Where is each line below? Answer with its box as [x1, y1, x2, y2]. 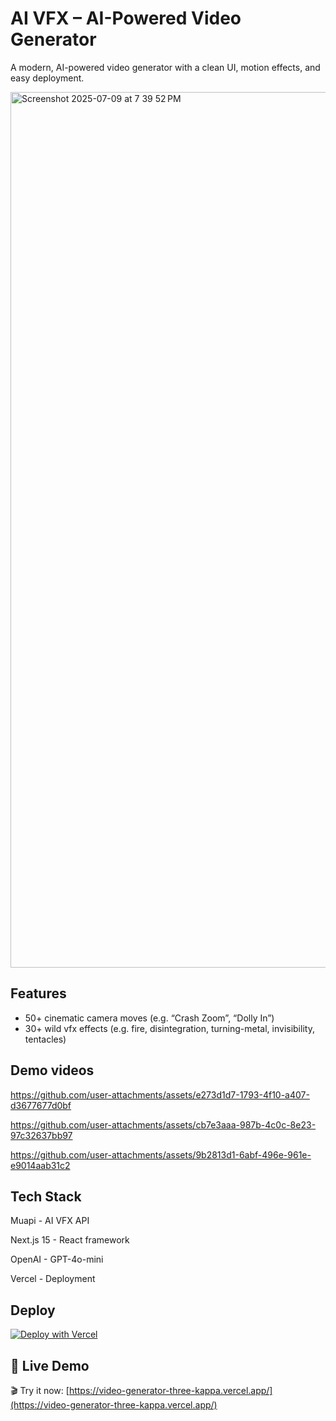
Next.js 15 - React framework [10, 1234, 130, 1246]
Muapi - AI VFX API [10, 1215, 90, 1227]
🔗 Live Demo [10, 1357, 90, 1374]
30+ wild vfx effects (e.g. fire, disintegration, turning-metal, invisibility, [24, 1022, 315, 1034]
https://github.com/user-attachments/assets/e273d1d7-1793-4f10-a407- [10, 1088, 310, 1101]
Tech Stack [10, 1188, 82, 1205]
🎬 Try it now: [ [10, 1385, 70, 1396]
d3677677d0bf [10, 1099, 72, 1111]
